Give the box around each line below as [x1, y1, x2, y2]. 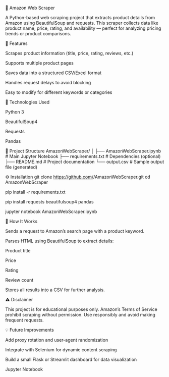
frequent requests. [5, 317, 44, 323]
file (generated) [5, 164, 38, 170]
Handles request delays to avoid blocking [5, 80, 91, 85]
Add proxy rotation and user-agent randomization [5, 337, 108, 343]
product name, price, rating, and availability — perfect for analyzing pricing [5, 25, 161, 31]
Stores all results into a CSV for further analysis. [5, 287, 105, 293]
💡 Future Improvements [5, 327, 54, 333]
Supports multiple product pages [5, 60, 74, 66]
